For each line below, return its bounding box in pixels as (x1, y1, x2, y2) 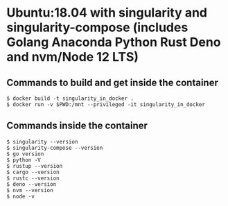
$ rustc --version (6, 175, 60, 182)
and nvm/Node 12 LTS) (6, 49, 139, 65)
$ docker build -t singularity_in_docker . (6, 95, 134, 102)
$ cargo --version (6, 169, 60, 175)
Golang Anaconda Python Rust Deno (6, 35, 221, 50)
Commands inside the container (6, 120, 148, 132)
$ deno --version (6, 180, 57, 188)
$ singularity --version (6, 138, 78, 145)
